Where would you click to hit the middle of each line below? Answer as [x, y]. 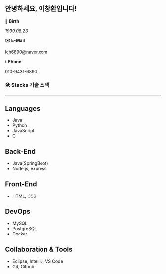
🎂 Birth [12, 21]
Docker [20, 234]
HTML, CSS [24, 196]
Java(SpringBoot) [30, 163]
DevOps [18, 211]
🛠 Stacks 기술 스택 [27, 85]
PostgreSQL [24, 229]
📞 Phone [13, 61]
